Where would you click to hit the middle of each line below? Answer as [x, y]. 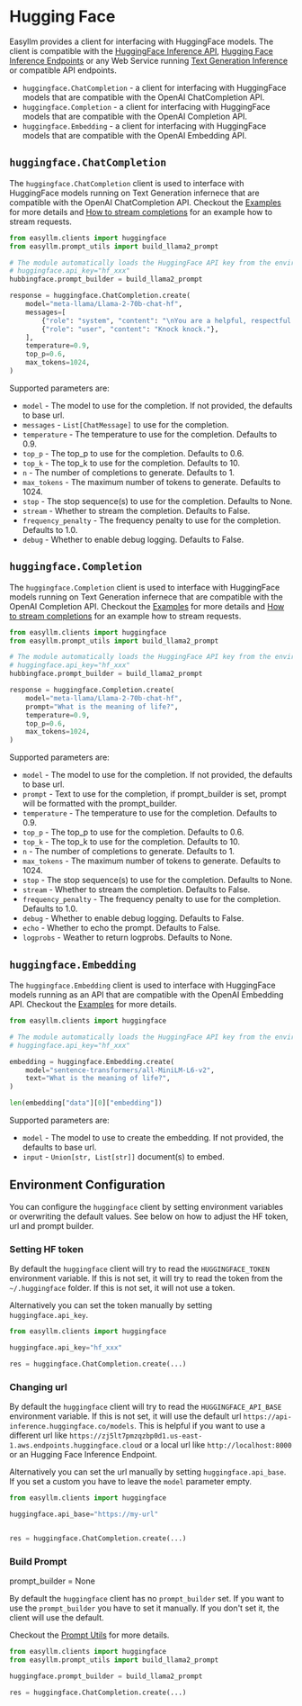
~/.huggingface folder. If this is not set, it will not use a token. [122, 1288]
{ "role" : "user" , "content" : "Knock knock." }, [130, 329]
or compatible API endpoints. [63, 70]
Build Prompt [38, 1561]
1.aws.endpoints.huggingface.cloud [76, 1446]
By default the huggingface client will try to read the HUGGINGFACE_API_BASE [146, 1407]
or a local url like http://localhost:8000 [218, 1445]
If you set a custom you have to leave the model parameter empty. [131, 1482]
